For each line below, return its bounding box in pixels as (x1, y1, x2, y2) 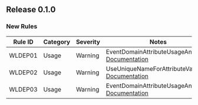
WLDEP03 (9, 85, 38, 93)
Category (43, 38, 71, 46)
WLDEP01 (9, 51, 38, 60)
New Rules (6, 22, 38, 31)
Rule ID (13, 38, 34, 46)
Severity (75, 38, 100, 46)
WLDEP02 (9, 68, 38, 76)
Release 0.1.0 (6, 5, 56, 15)
